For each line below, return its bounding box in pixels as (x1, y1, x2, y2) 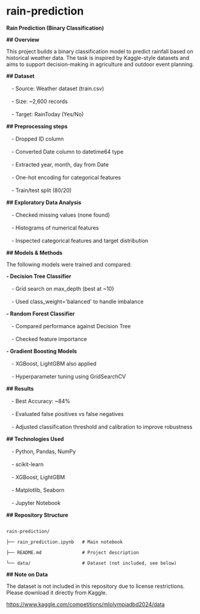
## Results (6, 385, 34, 392)
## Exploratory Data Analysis (6, 199, 82, 206)
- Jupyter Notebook (11, 499, 61, 506)
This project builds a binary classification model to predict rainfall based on (6, 47, 193, 55)
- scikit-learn (11, 460, 44, 467)
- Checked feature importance (11, 335, 88, 343)
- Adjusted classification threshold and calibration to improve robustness (11, 423, 193, 431)
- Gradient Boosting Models (6, 347, 77, 355)
